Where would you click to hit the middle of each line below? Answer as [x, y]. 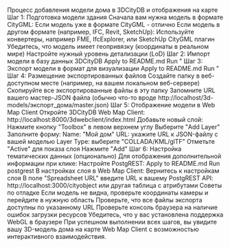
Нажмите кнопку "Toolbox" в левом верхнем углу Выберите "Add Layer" [114, 127]
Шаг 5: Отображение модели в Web [163, 105]
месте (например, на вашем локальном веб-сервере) [120, 83]
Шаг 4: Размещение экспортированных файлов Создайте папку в [104, 76]
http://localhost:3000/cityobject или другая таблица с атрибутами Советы [115, 185]
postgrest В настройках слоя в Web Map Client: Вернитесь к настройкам [113, 171]
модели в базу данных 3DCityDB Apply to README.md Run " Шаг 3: [105, 61]
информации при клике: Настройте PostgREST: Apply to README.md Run [114, 163]
